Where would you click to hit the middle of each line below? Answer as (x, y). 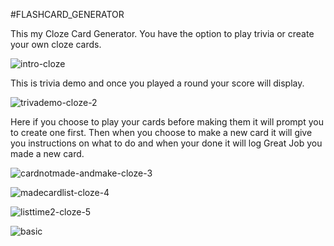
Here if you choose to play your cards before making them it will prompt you (167, 122)
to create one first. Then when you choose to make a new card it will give (161, 132)
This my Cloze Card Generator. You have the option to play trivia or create (162, 33)
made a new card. (47, 153)
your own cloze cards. (56, 44)
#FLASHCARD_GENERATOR (67, 14)
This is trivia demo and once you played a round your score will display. (157, 83)
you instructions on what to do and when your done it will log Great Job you (166, 143)
